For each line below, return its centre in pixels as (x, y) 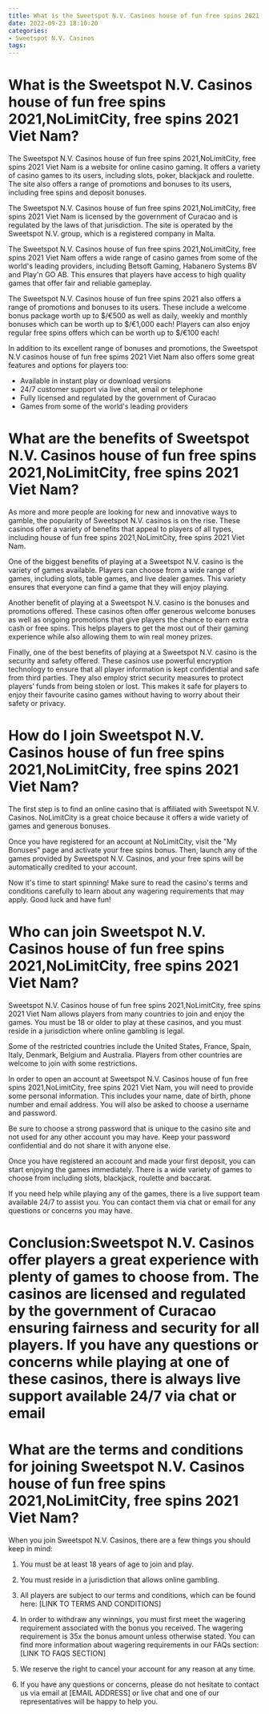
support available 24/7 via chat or (122, 1396)
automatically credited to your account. (73, 867)
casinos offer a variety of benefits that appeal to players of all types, (121, 529)
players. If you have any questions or (133, 1345)
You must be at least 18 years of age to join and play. (107, 1564)
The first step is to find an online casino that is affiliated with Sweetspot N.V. (134, 809)
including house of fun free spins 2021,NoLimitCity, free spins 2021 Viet (126, 537)
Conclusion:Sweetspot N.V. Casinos (131, 1243)
